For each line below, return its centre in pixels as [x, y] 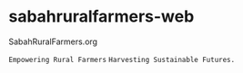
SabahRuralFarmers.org [53, 41]
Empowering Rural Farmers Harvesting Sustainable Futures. [122, 59]
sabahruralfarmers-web [101, 17]
